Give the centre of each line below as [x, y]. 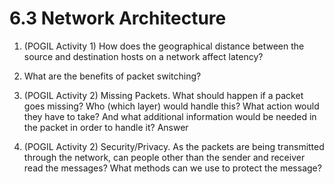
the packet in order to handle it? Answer [106, 127]
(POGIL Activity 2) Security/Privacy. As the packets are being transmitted [174, 146]
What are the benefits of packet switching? [112, 76]
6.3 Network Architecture [118, 18]
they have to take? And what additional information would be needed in [170, 116]
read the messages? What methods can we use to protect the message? [172, 168]
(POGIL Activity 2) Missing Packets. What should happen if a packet [163, 95]
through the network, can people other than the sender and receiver [164, 157]
